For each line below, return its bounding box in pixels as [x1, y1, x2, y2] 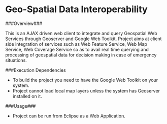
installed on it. [12, 93, 42, 99]
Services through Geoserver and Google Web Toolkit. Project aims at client [5, 36, 162, 42]
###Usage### [5, 103, 36, 109]
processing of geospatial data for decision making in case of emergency [5, 52, 157, 58]
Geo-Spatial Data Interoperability [5, 4, 148, 15]
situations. [5, 57, 27, 63]
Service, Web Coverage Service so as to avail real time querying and [5, 46, 149, 52]
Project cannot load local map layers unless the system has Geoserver [12, 87, 160, 94]
